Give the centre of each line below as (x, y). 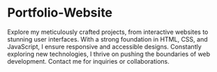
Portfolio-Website (60, 13)
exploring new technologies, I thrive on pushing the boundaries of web (109, 54)
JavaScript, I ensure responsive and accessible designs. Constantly (105, 46)
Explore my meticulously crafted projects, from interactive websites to (108, 32)
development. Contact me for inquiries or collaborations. (88, 61)
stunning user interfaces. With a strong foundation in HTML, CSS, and (107, 39)
